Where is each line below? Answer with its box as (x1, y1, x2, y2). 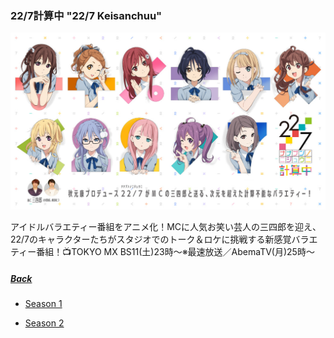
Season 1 (24, 298, 63, 310)
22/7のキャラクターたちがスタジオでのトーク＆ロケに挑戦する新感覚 (10, 233, 292, 246)
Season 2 (24, 317, 65, 329)
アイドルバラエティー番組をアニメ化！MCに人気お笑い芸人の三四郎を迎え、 (10, 221, 322, 233)
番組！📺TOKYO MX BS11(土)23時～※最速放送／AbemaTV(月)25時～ (36, 246, 315, 258)
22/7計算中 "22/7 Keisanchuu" (10, 8, 163, 22)
